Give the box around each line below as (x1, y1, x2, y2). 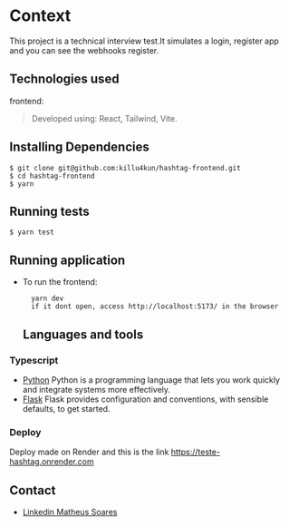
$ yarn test (9, 228, 54, 237)
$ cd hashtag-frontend (9, 171, 95, 180)
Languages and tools (22, 326, 144, 342)
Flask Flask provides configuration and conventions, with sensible (22, 394, 269, 404)
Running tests (9, 203, 91, 219)
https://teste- (170, 446, 220, 458)
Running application (9, 252, 126, 268)
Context (9, 5, 72, 26)
